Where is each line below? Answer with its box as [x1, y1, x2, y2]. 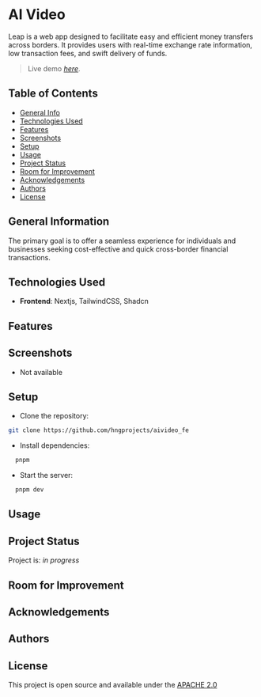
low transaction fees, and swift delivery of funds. [8, 48, 168, 58]
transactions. [8, 252, 51, 262]
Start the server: [19, 471, 74, 480]
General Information [8, 215, 110, 229]
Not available [19, 367, 63, 377]
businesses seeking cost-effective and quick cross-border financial [8, 244, 229, 254]
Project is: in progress [8, 555, 80, 565]
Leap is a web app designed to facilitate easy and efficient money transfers [8, 32, 254, 41]
